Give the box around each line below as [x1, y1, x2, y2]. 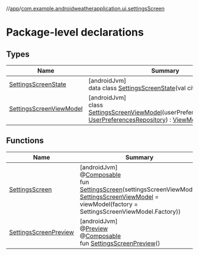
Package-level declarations [6, 26, 144, 39]
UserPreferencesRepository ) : [88, 116, 172, 123]
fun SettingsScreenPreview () [79, 239, 161, 247]
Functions [6, 136, 44, 146]
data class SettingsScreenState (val [88, 84, 186, 92]
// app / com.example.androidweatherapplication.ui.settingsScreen [6, 5, 165, 12]
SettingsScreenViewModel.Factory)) [79, 207, 181, 215]
